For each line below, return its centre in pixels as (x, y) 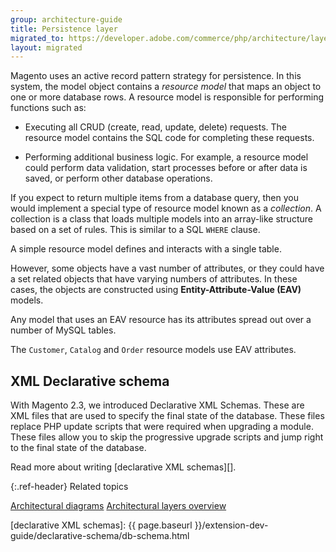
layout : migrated (46, 47)
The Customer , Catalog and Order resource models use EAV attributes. (153, 350)
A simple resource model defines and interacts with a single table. (146, 249)
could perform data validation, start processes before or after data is (166, 168)
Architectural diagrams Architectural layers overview (118, 506)
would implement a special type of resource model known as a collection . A (166, 208)
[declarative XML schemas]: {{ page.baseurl (101, 525)
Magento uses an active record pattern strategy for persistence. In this (156, 76)
